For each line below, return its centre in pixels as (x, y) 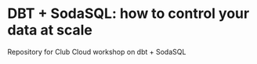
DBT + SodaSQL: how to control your (128, 14)
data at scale (50, 30)
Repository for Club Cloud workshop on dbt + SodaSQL (97, 52)
